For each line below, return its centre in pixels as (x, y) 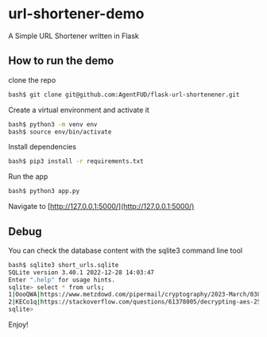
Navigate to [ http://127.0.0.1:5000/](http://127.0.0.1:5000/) (101, 207)
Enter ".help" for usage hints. (62, 280)
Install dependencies (43, 147)
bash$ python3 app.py (44, 192)
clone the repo (32, 79)
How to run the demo (61, 61)
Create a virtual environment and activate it (79, 110)
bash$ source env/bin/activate (60, 132)
